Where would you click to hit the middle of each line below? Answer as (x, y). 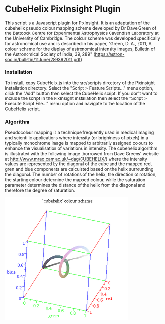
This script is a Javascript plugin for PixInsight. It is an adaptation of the (78, 23)
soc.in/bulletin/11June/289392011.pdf (43, 59)
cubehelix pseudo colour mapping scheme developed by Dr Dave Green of (81, 28)
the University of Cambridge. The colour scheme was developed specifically (82, 38)
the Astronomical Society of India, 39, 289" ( (50, 54)
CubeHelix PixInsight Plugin (63, 9)
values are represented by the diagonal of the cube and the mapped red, (79, 164)
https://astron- (110, 54)
